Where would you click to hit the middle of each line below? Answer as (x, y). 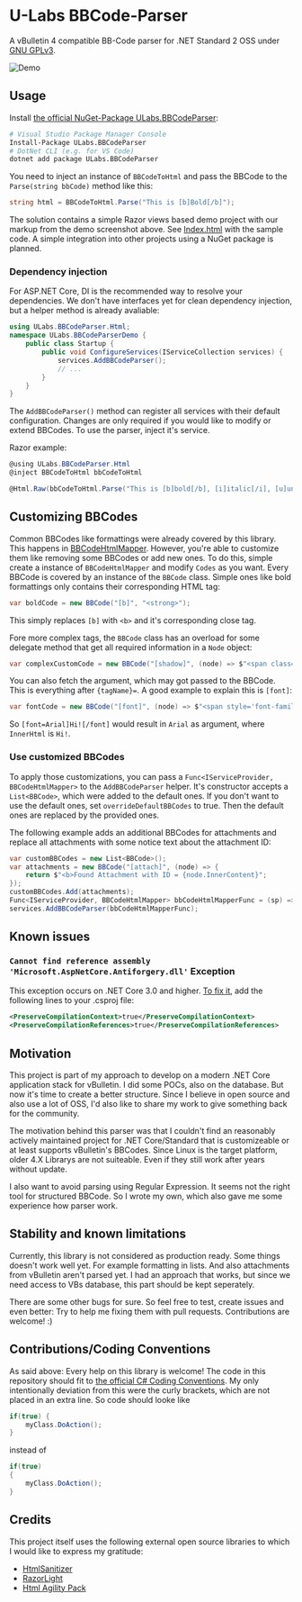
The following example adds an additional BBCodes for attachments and (143, 832)
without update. (38, 1169)
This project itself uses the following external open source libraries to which (150, 1542)
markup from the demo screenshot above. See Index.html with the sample (147, 230)
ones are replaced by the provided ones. (84, 815)
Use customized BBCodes (67, 757)
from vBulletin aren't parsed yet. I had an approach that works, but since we (150, 1274)
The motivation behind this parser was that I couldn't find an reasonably (142, 1131)
